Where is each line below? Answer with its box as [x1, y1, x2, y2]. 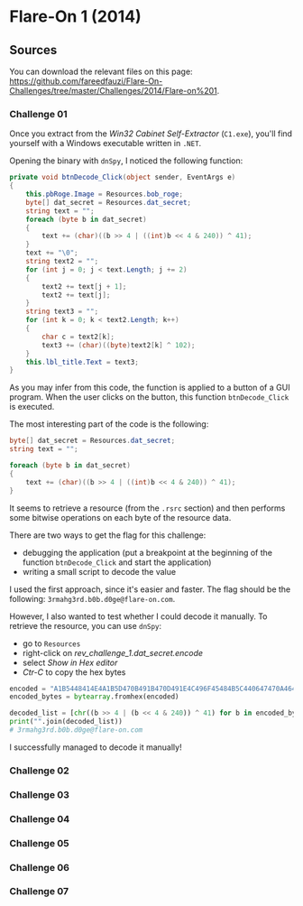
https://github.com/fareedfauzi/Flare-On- [9, 76, 163, 87]
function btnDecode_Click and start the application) [22, 557, 212, 568]
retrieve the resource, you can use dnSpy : [9, 620, 162, 631]
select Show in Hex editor [22, 657, 118, 668]
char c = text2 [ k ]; [41, 332, 115, 341]
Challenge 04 [9, 812, 70, 825]
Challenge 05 [9, 837, 69, 849]
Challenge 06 [9, 861, 70, 874]
